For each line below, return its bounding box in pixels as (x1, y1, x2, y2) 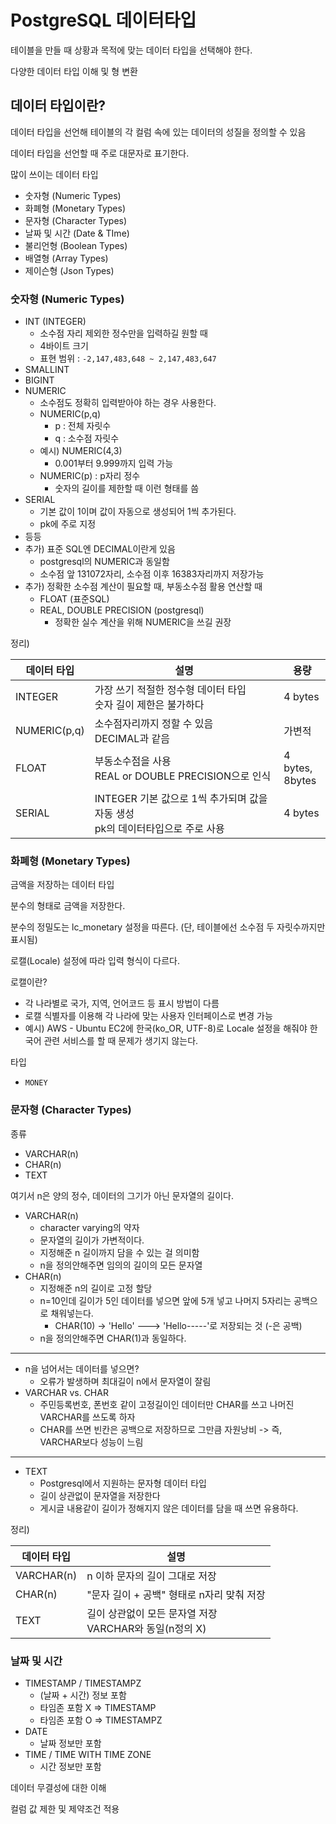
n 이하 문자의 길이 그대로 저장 (86, 1569, 217, 1583)
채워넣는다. (50, 1307, 94, 1319)
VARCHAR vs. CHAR (24, 1386, 109, 1398)
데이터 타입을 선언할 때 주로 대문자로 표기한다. (10, 147, 190, 159)
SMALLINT (24, 364, 70, 376)
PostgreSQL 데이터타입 (10, 9, 197, 32)
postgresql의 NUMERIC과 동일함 (39, 556, 170, 568)
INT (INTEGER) (24, 316, 87, 328)
